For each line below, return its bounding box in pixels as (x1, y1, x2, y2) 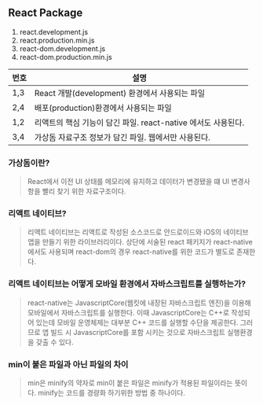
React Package (8, 6, 83, 20)
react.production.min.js (19, 35, 95, 45)
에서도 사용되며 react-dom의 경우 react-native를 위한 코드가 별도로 (27, 247, 236, 256)
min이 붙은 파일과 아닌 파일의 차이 (8, 359, 129, 370)
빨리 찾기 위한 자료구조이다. (42, 186, 126, 196)
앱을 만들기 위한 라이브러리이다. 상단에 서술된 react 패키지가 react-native (27, 237, 254, 247)
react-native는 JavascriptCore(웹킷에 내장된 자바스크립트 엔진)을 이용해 (27, 298, 251, 307)
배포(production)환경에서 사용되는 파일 (34, 102, 172, 113)
